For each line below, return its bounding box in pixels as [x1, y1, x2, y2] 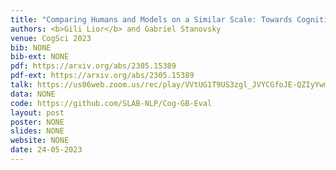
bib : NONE [10, 42, 52, 53]
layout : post [10, 107, 65, 118]
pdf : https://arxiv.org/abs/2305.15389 [10, 61, 177, 71]
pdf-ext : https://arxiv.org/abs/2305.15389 [10, 71, 195, 81]
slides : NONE [10, 126, 65, 136]
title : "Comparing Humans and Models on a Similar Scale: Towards [10, 14, 293, 25]
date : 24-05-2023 [10, 145, 83, 155]
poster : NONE [10, 117, 65, 127]
